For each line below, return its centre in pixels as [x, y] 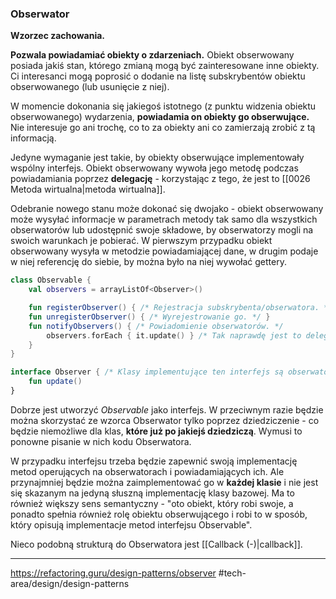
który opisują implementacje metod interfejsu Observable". [131, 524]
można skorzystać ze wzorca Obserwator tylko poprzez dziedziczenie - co [165, 420]
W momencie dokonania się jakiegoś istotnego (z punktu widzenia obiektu [163, 106]
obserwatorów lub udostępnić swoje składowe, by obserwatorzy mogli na [162, 230]
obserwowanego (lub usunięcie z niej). [90, 87]
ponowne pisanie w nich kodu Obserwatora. [101, 441]
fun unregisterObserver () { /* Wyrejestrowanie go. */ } [149, 317]
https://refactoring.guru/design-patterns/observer [113, 573]
